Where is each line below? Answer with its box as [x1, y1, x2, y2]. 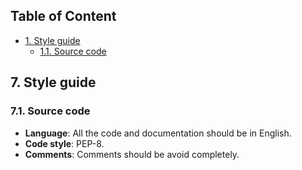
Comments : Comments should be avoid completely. [24, 148, 240, 160]
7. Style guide [10, 74, 97, 91]
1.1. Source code [39, 45, 107, 57]
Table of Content [10, 8, 117, 25]
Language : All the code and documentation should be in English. [24, 127, 292, 139]
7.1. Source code [10, 104, 91, 118]
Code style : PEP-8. [24, 137, 105, 149]
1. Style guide [24, 34, 81, 46]
